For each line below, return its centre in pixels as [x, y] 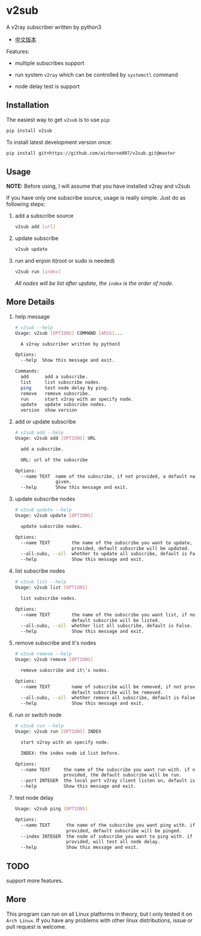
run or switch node [38, 715]
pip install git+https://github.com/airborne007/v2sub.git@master [91, 153]
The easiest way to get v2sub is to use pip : [58, 119]
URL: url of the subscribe [54, 460]
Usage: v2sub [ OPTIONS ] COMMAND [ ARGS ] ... [69, 333]
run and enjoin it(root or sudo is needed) [65, 261]
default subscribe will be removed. [117, 692]
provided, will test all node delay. [113, 842]
